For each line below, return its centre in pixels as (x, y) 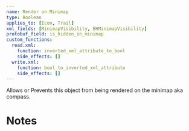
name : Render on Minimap (37, 12)
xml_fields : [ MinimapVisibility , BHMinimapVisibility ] (77, 29)
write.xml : (25, 62)
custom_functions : (29, 40)
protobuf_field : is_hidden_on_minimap (55, 34)
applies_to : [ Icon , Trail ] (40, 23)
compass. (19, 97)
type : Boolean (24, 17)
